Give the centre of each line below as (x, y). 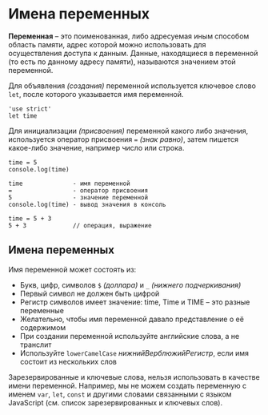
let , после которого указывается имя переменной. (96, 94)
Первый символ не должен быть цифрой (90, 293)
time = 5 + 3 (30, 218)
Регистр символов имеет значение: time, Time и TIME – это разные (135, 302)
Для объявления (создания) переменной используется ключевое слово (132, 86)
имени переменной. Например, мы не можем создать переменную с (128, 385)
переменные (42, 310)
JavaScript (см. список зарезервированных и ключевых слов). (115, 402)
